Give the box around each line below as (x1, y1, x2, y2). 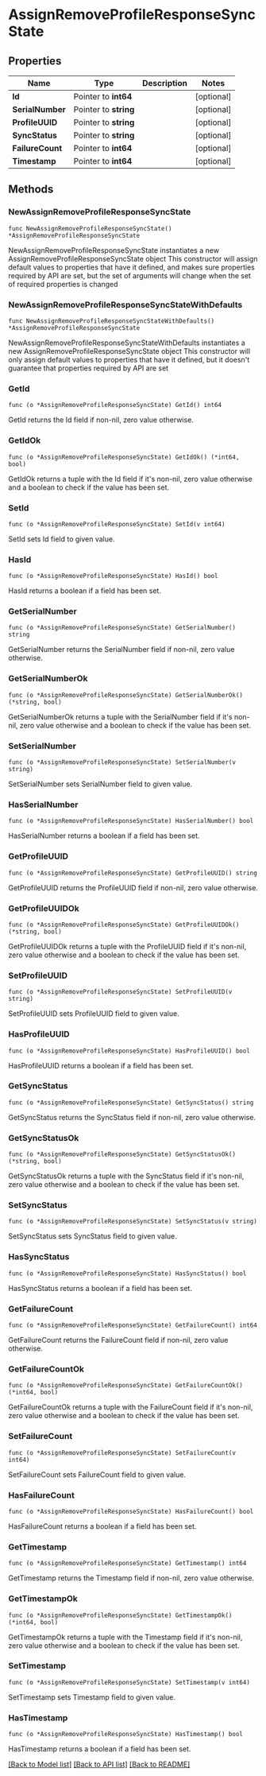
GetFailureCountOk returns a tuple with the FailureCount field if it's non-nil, (8, 1402, 253, 1412)
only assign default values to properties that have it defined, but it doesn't (8, 355, 250, 364)
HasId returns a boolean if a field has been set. (8, 586, 161, 595)
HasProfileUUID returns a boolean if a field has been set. (8, 1061, 194, 1070)
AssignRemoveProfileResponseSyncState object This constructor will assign (8, 254, 258, 263)
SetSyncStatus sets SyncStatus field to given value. (8, 1231, 177, 1241)
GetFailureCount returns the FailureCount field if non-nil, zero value (8, 1336, 229, 1345)
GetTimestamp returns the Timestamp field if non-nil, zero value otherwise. (8, 1573, 255, 1583)
